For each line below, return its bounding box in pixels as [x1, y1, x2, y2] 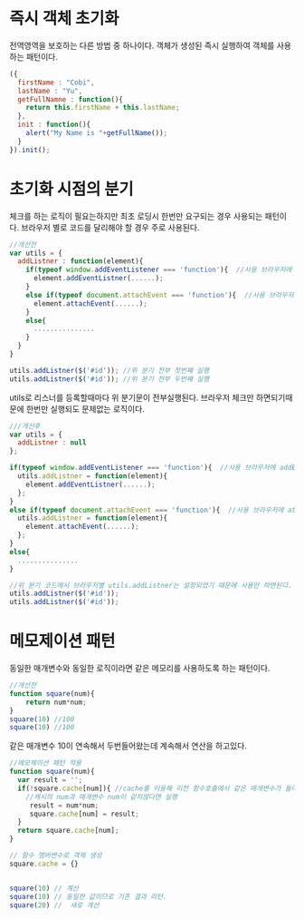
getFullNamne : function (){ [17, 94, 124, 104]
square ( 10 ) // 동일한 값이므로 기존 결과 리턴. [9, 892, 167, 901]
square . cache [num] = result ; [29, 809, 140, 818]
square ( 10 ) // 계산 [9, 884, 80, 893]
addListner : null [17, 438, 88, 447]
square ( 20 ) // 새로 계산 [9, 900, 100, 910]
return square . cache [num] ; [17, 826, 119, 836]
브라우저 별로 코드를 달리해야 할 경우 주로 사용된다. [21, 221, 200, 232]
